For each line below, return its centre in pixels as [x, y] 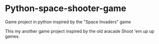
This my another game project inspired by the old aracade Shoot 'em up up [80, 31]
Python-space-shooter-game [66, 8]
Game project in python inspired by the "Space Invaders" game [68, 22]
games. [13, 36]
